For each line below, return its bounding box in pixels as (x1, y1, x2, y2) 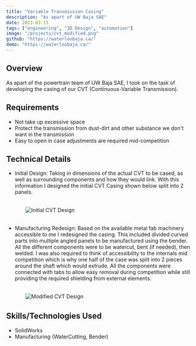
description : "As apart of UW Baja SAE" (6, 14, 107, 20)
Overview (6, 63, 43, 74)
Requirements (6, 103, 59, 113)
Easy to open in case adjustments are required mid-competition (14, 137, 169, 144)
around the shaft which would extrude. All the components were (14, 262, 171, 269)
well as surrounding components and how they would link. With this (14, 176, 179, 183)
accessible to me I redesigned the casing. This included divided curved (14, 231, 188, 238)
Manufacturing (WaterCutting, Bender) (14, 333, 109, 340)
